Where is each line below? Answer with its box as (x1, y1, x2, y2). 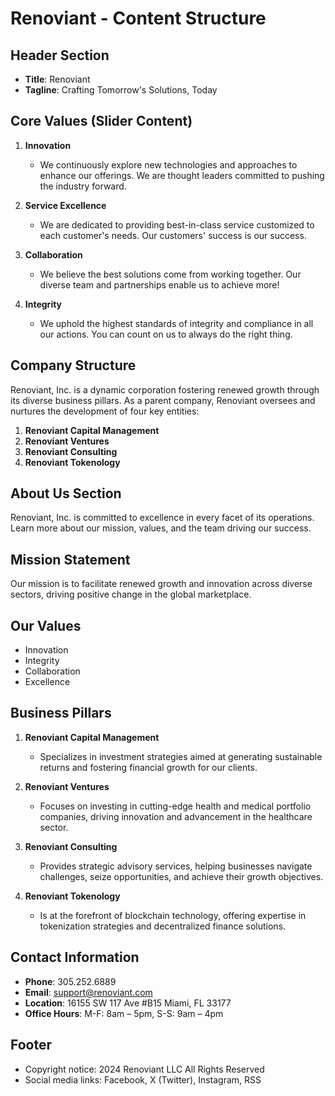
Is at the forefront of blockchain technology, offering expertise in (39, 909, 307, 921)
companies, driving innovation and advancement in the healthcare (39, 810, 313, 822)
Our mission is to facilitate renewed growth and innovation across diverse (10, 578, 313, 590)
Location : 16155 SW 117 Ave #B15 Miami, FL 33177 (24, 997, 232, 1009)
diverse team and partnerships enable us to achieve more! (39, 278, 280, 291)
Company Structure (10, 357, 137, 374)
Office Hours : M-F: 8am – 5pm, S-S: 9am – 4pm (24, 1007, 224, 1019)
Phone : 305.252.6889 (24, 975, 117, 987)
